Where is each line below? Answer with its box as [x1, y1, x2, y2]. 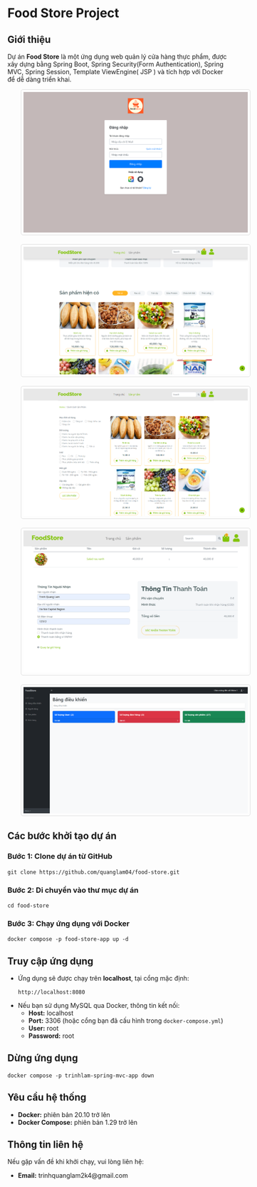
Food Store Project [7, 5, 120, 21]
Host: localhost [28, 1009, 74, 1017]
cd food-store [7, 901, 50, 909]
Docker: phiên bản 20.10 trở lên [17, 1110, 110, 1118]
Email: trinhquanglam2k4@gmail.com [17, 1171, 128, 1180]
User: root [28, 1024, 59, 1032]
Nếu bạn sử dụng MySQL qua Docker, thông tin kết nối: [17, 1001, 180, 1009]
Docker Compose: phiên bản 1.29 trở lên [17, 1118, 137, 1126]
